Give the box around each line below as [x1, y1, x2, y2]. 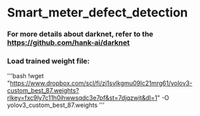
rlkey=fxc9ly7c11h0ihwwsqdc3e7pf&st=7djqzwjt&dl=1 [7, 94, 158, 102]
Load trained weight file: [7, 56, 90, 66]
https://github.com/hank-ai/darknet [7, 38, 130, 47]
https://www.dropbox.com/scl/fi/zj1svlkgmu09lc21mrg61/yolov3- [10, 79, 193, 87]
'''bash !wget [7, 72, 45, 80]
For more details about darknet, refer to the [7, 30, 154, 39]
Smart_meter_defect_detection [7, 5, 188, 21]
